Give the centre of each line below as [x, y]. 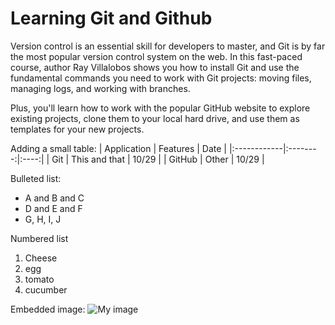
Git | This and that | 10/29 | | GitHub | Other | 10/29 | [158, 159]
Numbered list [39, 238]
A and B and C [54, 198]
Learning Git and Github [111, 18]
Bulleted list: [36, 178]
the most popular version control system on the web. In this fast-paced [156, 56]
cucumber [46, 289]
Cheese [41, 258]
